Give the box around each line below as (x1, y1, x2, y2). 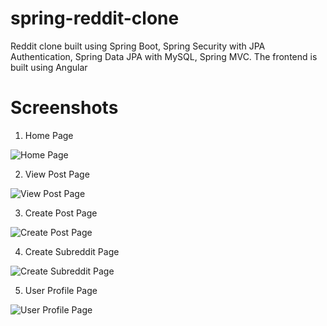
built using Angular (10, 61, 88, 73)
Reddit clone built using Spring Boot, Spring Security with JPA (10, 40, 266, 52)
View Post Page (24, 168, 90, 180)
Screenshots (10, 97, 119, 119)
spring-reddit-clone (10, 7, 180, 30)
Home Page (24, 129, 74, 141)
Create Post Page (24, 207, 98, 219)
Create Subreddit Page (24, 245, 120, 257)
